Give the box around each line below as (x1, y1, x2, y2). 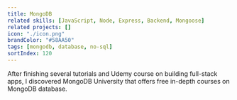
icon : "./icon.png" (7, 30, 65, 38)
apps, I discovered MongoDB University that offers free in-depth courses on (7, 77, 231, 85)
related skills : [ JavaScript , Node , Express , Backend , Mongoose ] (7, 17, 204, 24)
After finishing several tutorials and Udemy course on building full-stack (7, 69, 218, 78)
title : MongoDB (7, 10, 53, 18)
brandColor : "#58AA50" (7, 37, 75, 44)
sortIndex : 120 (7, 50, 53, 57)
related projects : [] (7, 23, 72, 30)
